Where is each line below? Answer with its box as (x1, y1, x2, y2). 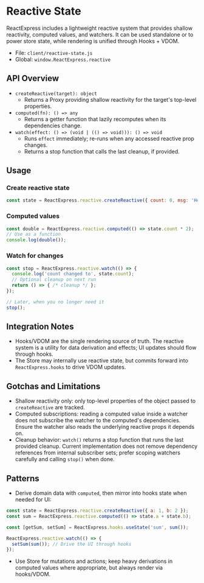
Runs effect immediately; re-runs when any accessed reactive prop (24, 135, 194, 142)
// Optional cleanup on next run (12, 277, 97, 283)
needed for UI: (15, 496, 52, 503)
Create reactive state (6, 184, 70, 193)
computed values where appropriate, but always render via (15, 564, 163, 571)
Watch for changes (6, 252, 64, 260)
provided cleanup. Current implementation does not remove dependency (15, 443, 198, 450)
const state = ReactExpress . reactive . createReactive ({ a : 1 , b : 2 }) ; (6, 507, 189, 514)
